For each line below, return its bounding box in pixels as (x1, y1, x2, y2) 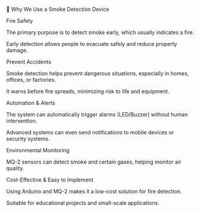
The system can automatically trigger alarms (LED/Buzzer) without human (6, 111, 188, 118)
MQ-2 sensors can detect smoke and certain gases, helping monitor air (6, 158, 181, 165)
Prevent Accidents (6, 59, 52, 65)
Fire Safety (6, 17, 33, 24)
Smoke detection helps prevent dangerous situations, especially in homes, (6, 70, 189, 77)
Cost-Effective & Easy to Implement (6, 176, 94, 183)
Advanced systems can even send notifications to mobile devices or (6, 129, 174, 136)
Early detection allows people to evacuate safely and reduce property (6, 41, 177, 47)
